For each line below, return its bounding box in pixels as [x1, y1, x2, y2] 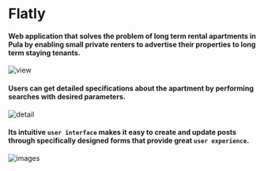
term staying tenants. [8, 48, 81, 58]
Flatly [8, 5, 46, 23]
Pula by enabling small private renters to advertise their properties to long [8, 39, 256, 49]
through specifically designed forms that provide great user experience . [8, 136, 250, 146]
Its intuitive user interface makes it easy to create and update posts [8, 128, 237, 137]
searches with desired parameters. [8, 91, 126, 101]
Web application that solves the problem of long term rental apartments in [8, 31, 257, 40]
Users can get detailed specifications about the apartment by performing [8, 84, 255, 93]
